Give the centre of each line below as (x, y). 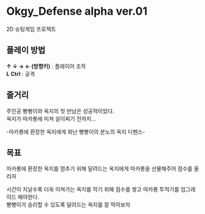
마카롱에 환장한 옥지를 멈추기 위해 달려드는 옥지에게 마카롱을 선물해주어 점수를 (99, 169)
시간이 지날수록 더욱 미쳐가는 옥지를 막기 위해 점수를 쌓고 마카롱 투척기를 (93, 189)
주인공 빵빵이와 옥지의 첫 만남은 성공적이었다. (60, 111)
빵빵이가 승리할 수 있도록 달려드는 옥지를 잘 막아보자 (68, 205)
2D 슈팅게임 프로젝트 (31, 29)
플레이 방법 (26, 50)
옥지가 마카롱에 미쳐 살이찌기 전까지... (51, 118)
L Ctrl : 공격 (21, 74)
